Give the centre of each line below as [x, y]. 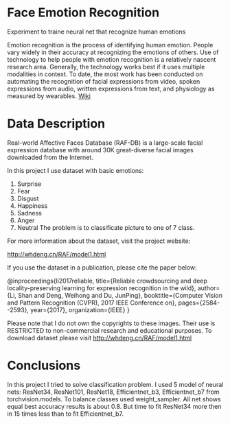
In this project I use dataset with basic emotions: [76, 170]
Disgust [28, 198]
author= [209, 288]
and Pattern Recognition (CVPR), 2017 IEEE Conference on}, [92, 303]
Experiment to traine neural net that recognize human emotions [96, 32]
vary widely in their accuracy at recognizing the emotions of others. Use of [113, 52]
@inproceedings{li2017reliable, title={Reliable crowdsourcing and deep [107, 281]
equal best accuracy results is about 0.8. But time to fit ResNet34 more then [114, 406]
